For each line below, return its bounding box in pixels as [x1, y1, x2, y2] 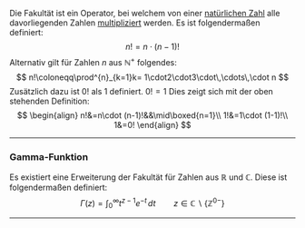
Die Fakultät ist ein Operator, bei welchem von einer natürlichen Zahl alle [9, 8, 280, 18]
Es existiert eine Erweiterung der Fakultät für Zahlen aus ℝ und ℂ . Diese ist [9, 172, 288, 183]
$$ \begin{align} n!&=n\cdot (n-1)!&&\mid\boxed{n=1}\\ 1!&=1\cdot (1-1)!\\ [16, 109, 289, 121]
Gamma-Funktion [9, 150, 89, 163]
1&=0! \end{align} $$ [113, 119, 192, 130]
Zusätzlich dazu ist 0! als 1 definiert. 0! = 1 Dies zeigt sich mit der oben [9, 85, 274, 96]
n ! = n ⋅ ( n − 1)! [125, 41, 180, 52]
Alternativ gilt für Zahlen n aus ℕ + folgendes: [9, 55, 177, 67]
